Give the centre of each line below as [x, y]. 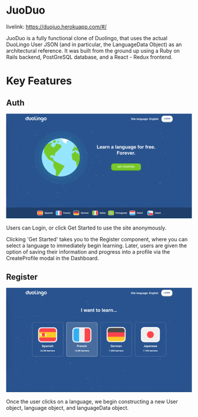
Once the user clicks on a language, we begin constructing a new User [92, 402]
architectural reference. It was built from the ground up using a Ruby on [93, 50]
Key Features [39, 81]
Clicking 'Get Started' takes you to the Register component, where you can [97, 240]
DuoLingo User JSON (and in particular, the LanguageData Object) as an [94, 44]
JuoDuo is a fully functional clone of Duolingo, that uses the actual [87, 38]
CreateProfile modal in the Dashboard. [52, 258]
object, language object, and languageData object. [67, 408]
